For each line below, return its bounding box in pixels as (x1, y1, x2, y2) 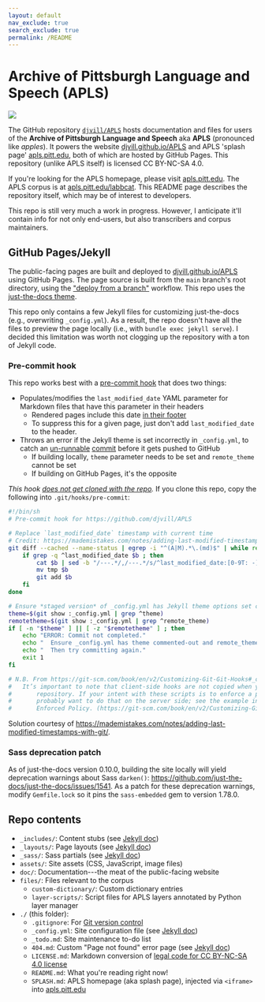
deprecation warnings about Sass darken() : (8, 773, 150, 783)
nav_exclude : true (8, 19, 69, 27)
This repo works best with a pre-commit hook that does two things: (8, 378, 227, 387)
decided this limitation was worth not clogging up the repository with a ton (8, 332, 250, 342)
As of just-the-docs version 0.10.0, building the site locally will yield (8, 765, 227, 774)
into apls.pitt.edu (31, 985, 87, 994)
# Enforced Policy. (8, 705, 93, 712)
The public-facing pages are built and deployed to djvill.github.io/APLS (8, 267, 238, 276)
